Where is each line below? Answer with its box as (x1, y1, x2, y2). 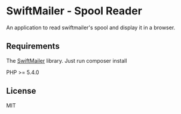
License (6, 86, 36, 96)
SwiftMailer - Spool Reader (6, 4, 142, 18)
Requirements (6, 41, 60, 51)
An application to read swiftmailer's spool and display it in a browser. (6, 24, 176, 31)
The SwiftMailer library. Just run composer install (6, 57, 127, 64)
